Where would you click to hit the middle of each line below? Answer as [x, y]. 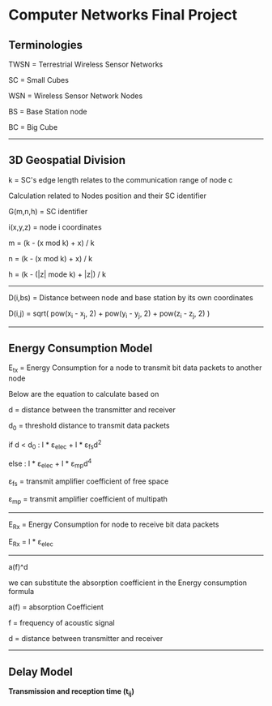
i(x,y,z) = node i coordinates [55, 227]
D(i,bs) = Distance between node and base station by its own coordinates [131, 297]
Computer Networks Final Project [123, 15]
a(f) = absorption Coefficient [56, 607]
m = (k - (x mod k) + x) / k [51, 243]
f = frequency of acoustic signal [62, 623]
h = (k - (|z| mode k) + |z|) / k [57, 274]
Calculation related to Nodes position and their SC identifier [108, 196]
